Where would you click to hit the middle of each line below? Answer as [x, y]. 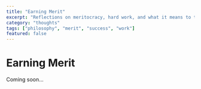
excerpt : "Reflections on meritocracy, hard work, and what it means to [99, 17]
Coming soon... [25, 80]
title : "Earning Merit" [36, 12]
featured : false [26, 34]
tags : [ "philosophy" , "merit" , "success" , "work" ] [71, 28]
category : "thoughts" [33, 23]
